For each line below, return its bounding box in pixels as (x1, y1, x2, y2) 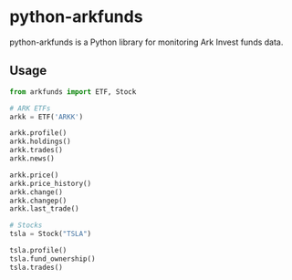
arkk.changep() (9, 196, 68, 205)
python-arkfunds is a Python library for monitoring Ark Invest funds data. (9, 36, 284, 47)
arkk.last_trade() (9, 204, 79, 213)
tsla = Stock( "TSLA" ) (9, 230, 92, 239)
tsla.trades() (9, 263, 64, 272)
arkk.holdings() (9, 137, 71, 147)
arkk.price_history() (9, 179, 92, 188)
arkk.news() (9, 154, 55, 163)
